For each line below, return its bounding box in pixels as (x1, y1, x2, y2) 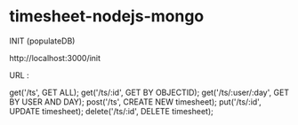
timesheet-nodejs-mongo (9, 6, 205, 27)
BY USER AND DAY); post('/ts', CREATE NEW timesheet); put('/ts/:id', (9, 96, 262, 107)
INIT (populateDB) (9, 35, 76, 46)
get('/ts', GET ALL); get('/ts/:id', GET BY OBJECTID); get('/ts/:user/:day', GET (9, 87, 290, 98)
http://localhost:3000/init (9, 52, 101, 63)
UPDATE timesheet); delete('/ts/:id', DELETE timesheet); (9, 105, 213, 116)
